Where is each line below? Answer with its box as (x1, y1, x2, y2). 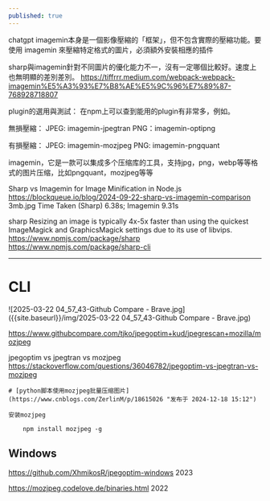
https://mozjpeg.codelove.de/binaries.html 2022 (8, 483, 169, 493)
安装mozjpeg (8, 411, 46, 419)
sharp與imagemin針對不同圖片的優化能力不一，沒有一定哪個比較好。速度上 (8, 62, 257, 72)
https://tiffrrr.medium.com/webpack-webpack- (80, 72, 235, 81)
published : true (8, 11, 63, 20)
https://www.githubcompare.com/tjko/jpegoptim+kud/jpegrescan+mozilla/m (8, 328, 261, 338)
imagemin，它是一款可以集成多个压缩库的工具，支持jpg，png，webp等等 (8, 158, 252, 167)
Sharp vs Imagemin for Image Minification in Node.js (8, 183, 182, 193)
